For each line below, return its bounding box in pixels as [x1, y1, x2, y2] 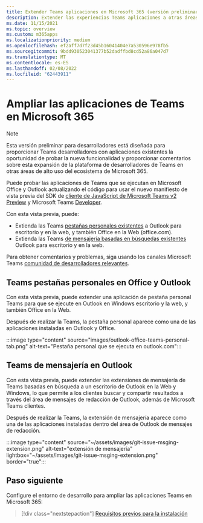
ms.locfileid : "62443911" [6, 71, 71, 77]
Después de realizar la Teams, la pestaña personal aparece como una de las [6, 318, 196, 325]
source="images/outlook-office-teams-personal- [67, 336, 190, 343]
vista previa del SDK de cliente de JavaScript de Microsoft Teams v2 [6, 192, 177, 200]
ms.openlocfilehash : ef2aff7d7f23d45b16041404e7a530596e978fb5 [6, 43, 169, 49]
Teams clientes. [6, 402, 45, 410]
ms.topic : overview [6, 25, 56, 32]
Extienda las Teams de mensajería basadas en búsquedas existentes [14, 235, 187, 243]
